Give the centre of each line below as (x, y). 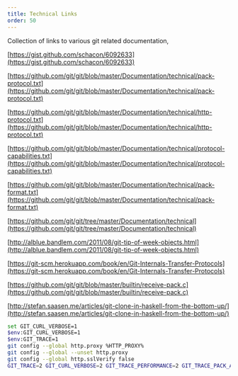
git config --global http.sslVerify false (71, 359)
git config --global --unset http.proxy (68, 353)
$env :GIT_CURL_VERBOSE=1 (44, 333)
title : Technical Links (42, 14)
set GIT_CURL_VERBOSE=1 (42, 326)
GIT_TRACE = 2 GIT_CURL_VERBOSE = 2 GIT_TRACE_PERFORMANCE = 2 (93, 365)
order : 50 (22, 21)
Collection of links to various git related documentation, (88, 40)
